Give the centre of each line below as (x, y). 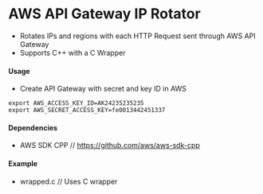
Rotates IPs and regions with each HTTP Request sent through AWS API (138, 36)
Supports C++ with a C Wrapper (73, 52)
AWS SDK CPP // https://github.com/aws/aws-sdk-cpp (110, 145)
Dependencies (33, 127)
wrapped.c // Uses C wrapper (69, 181)
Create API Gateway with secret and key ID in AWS (103, 89)
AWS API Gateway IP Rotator (104, 14)
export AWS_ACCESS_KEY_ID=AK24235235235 (77, 103)
